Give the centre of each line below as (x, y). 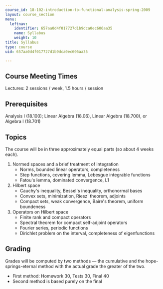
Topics (16, 137)
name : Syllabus (30, 33)
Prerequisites (26, 104)
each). (12, 154)
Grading (18, 249)
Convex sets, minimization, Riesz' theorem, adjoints (73, 196)
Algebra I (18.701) (23, 121)
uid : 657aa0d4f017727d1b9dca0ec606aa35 (47, 51)
